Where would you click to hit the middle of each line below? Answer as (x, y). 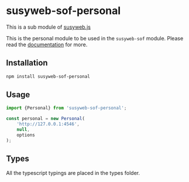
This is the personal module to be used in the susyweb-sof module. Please (95, 38)
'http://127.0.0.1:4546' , (48, 124)
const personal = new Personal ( (45, 119)
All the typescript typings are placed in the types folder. (73, 173)
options (26, 135)
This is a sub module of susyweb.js (48, 27)
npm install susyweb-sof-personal (48, 76)
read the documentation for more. (47, 44)
